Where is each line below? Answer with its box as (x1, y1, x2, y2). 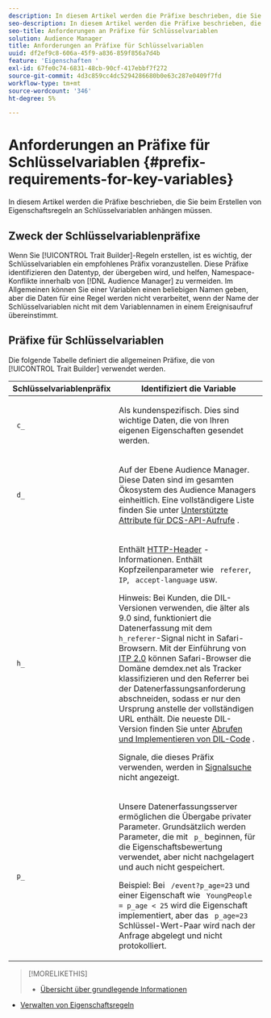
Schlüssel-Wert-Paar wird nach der (118, 920, 256, 931)
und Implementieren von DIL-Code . (118, 733, 256, 745)
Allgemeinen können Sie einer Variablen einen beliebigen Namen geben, (8, 285, 248, 294)
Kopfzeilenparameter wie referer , (118, 564, 252, 575)
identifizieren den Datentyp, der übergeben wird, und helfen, (8, 268, 210, 277)
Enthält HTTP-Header (118, 544, 202, 555)
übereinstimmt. (8, 311, 59, 319)
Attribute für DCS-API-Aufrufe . (118, 514, 240, 525)
